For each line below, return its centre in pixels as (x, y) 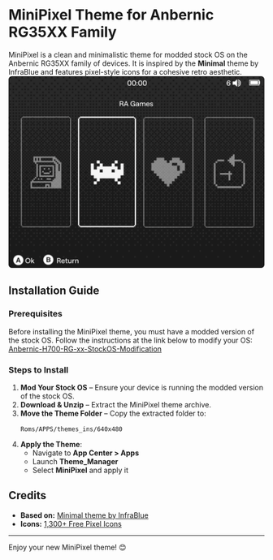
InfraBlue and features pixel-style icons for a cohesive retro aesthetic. (125, 71)
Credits (28, 495)
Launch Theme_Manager (75, 461)
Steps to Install (39, 369)
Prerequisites (35, 314)
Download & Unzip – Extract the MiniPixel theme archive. (116, 404)
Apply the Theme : (51, 444)
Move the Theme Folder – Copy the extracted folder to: (113, 413)
